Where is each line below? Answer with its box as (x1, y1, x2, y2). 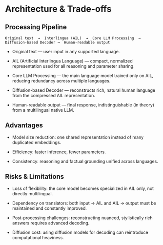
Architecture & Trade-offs (5, 3, 112, 15)
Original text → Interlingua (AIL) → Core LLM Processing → (5, 36, 141, 41)
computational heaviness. (12, 234, 64, 240)
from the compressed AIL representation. (12, 93, 95, 98)
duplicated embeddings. (12, 139, 61, 145)
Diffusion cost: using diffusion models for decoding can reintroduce (12, 229, 148, 235)
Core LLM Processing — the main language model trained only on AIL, (12, 73, 154, 79)
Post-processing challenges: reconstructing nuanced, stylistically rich (12, 215, 153, 221)
